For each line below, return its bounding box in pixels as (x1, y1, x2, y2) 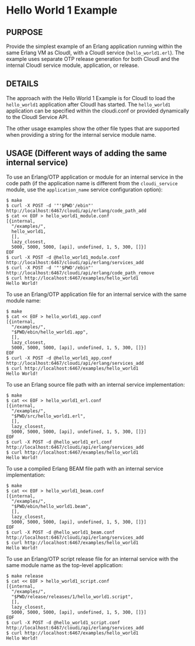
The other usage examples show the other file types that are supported (6, 125, 180, 132)
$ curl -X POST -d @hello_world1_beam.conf (6, 529, 115, 535)
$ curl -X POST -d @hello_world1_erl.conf (6, 439, 112, 445)
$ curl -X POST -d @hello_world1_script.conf (6, 619, 120, 625)
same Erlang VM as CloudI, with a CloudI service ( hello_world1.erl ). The (6, 49, 185, 56)
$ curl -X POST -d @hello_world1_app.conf (6, 355, 112, 361)
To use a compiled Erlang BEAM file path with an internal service (6, 465, 164, 472)
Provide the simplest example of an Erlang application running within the (6, 43, 183, 50)
